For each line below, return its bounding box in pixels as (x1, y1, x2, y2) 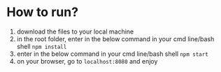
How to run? (6, 4, 78, 20)
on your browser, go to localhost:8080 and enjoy (16, 57, 158, 65)
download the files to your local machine (16, 27, 134, 36)
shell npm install (16, 42, 67, 50)
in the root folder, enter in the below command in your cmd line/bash (16, 34, 215, 43)
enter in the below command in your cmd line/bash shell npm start (16, 50, 209, 58)
